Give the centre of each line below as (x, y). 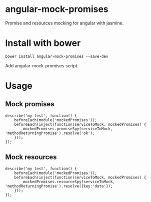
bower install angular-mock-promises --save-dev (57, 56)
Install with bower (43, 43)
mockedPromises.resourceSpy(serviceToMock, (69, 182)
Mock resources (31, 157)
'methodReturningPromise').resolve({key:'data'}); (59, 186)
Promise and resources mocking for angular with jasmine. (64, 23)
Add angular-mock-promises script (41, 65)
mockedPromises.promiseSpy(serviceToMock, (68, 129)
